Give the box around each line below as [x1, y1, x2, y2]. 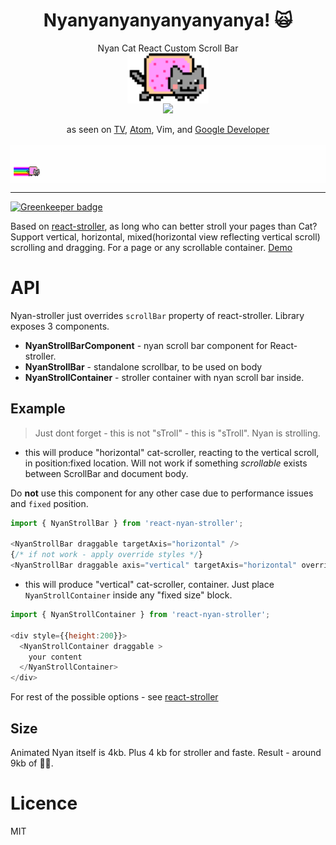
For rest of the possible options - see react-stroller [10, 691, 219, 703]
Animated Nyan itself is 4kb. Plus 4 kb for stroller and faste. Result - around [10, 747, 322, 758]
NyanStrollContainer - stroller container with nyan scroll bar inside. [24, 371, 305, 383]
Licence [10, 792, 78, 815]
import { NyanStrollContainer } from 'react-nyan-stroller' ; [10, 610, 271, 620]
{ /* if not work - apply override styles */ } [10, 550, 203, 560]
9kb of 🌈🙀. [10, 757, 54, 769]
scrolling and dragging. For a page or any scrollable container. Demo [10, 241, 293, 253]
